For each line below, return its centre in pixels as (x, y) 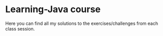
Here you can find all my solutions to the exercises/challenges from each (82, 23)
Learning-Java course (53, 9)
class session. (20, 28)
